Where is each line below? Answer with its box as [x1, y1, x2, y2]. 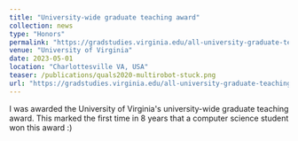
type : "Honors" [9, 29, 66, 38]
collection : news [9, 21, 74, 30]
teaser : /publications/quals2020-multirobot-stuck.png [9, 71, 216, 80]
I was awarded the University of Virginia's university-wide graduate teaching [9, 103, 289, 114]
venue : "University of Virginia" [9, 46, 133, 55]
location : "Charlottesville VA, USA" [9, 63, 149, 72]
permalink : [9, 37, 50, 47]
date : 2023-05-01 [9, 54, 74, 63]
